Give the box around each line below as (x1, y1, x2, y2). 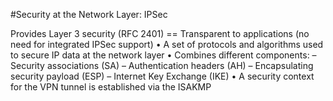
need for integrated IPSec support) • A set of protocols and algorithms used (10, 39, 324, 50)
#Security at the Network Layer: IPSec (10, 9, 168, 20)
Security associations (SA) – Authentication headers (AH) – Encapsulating (10, 60, 314, 71)
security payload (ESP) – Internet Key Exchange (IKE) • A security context (10, 70, 315, 82)
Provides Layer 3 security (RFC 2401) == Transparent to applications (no (10, 28, 310, 39)
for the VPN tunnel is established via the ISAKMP (10, 81, 212, 93)
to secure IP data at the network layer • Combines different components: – (10, 49, 317, 61)
